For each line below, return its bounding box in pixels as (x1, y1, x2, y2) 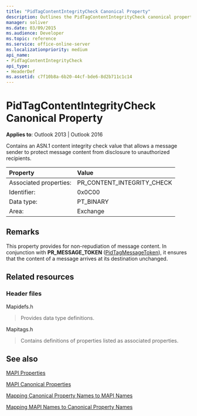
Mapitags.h (6, 326, 33, 333)
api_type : (6, 63, 30, 69)
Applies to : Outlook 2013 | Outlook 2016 (6, 131, 103, 138)
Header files (6, 289, 42, 298)
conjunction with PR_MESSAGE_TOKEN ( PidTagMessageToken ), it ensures (6, 248, 187, 255)
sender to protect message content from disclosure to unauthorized (6, 149, 170, 156)
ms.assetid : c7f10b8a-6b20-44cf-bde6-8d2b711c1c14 (6, 74, 133, 80)
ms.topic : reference (6, 36, 57, 42)
